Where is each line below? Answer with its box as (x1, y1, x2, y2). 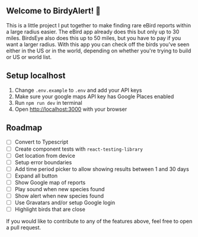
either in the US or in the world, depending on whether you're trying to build (6, 47, 191, 54)
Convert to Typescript (14, 138, 69, 146)
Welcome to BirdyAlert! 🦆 (6, 6, 101, 16)
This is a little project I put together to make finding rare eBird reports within (6, 21, 191, 29)
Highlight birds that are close (14, 206, 86, 213)
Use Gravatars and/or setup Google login (14, 199, 116, 206)
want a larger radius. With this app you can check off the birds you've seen (6, 40, 190, 48)
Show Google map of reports (14, 179, 86, 186)
